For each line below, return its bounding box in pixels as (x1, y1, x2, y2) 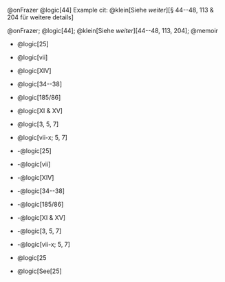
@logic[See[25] (17, 267, 62, 275)
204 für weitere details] (7, 13, 74, 21)
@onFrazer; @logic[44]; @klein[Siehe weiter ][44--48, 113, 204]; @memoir (7, 27, 219, 34)
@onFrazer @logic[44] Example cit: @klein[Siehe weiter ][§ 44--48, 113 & (7, 6, 215, 14)
